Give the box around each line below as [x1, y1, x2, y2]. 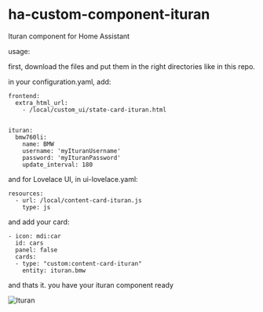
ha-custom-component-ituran [8, 5, 210, 24]
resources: [8, 190, 44, 198]
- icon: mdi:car [8, 232, 61, 240]
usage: [8, 46, 31, 56]
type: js [22, 203, 51, 211]
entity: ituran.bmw [22, 267, 86, 274]
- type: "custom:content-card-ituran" [15, 259, 143, 267]
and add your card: [8, 217, 70, 227]
